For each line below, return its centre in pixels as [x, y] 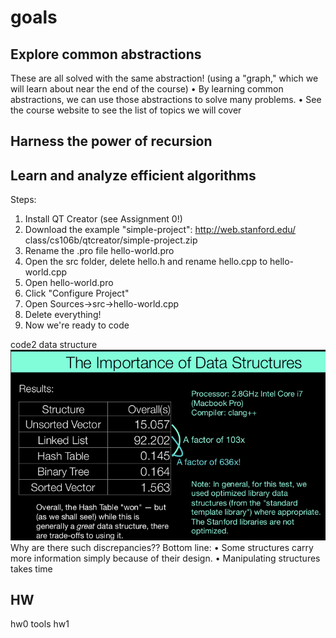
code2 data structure [54, 345]
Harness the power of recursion [111, 141]
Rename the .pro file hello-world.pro [99, 251]
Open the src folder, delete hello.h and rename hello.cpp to [146, 262]
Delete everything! [63, 315]
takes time [31, 568]
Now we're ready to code [77, 325]
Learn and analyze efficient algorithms [133, 175]
